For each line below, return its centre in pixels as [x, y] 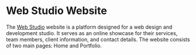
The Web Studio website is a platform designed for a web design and [89, 27]
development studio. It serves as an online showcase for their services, [92, 33]
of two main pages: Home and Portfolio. [54, 46]
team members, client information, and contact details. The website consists [98, 39]
